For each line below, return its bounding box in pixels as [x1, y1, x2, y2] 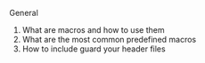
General [9, 8, 38, 18]
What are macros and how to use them [21, 25, 165, 35]
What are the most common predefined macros [21, 35, 197, 44]
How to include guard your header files [21, 43, 167, 54]
